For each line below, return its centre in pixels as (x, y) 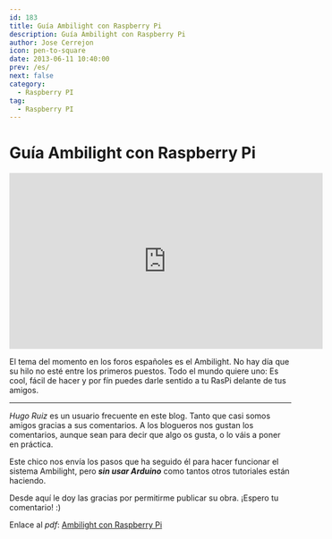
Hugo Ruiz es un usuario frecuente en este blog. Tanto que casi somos (140, 416)
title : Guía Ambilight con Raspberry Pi (86, 26)
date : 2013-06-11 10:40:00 (60, 59)
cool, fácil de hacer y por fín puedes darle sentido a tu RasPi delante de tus (148, 381)
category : (28, 84)
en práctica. (31, 444)
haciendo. (28, 481)
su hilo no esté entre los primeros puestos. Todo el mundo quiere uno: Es (144, 371)
